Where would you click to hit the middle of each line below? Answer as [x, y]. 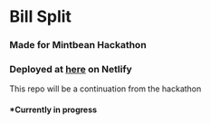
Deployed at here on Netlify [71, 70]
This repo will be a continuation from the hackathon [105, 89]
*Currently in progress [53, 110]
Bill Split [41, 17]
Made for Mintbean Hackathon [78, 45]
